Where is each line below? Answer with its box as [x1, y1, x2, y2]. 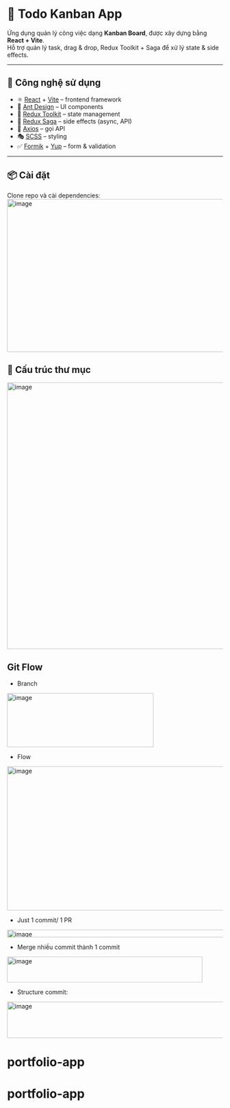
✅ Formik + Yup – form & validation [16, 142, 116, 150]
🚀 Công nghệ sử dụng [7, 77, 101, 88]
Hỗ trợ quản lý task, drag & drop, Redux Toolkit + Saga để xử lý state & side [7, 43, 219, 51]
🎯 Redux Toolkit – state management [16, 110, 120, 118]
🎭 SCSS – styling [16, 132, 67, 140]
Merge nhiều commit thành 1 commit [16, 943, 120, 952]
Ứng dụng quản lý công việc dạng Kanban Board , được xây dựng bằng [7, 29, 207, 37]
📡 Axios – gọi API [16, 124, 65, 132]
